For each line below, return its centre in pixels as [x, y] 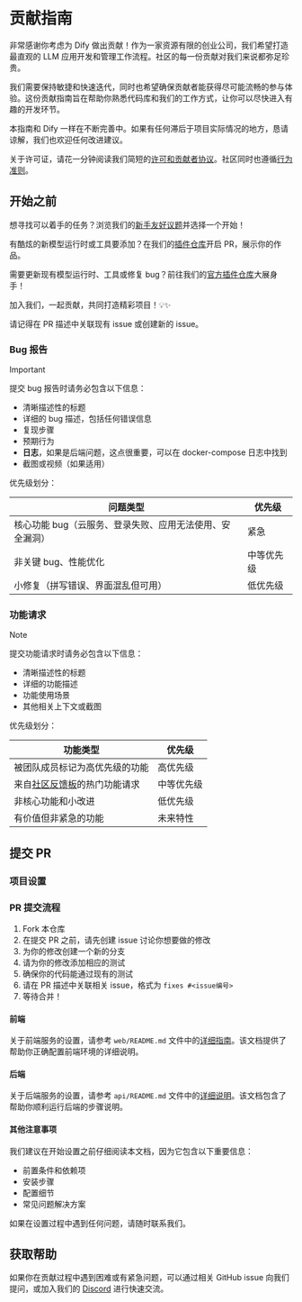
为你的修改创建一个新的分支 [74, 951]
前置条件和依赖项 [54, 1170]
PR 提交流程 [35, 907]
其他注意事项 [33, 1129]
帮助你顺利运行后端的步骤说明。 [68, 1107]
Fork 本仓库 [44, 928]
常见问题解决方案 [54, 1204]
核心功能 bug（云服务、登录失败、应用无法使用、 [118, 525]
